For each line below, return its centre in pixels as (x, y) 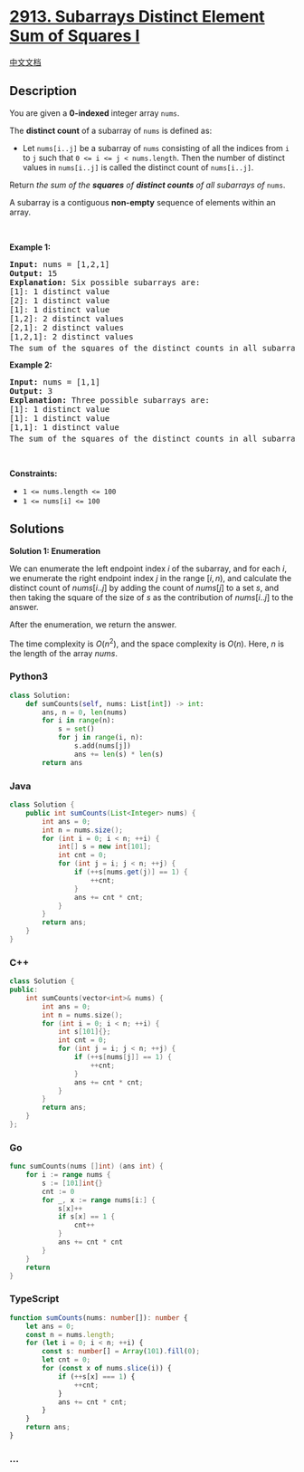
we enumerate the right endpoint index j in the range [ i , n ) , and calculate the (151, 578)
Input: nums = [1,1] (55, 382)
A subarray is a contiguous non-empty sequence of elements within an (142, 202)
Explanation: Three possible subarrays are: (110, 401)
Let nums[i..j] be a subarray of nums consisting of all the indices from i (156, 148)
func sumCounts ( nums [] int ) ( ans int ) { (87, 1166)
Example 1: (30, 247)
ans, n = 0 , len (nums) (85, 712)
